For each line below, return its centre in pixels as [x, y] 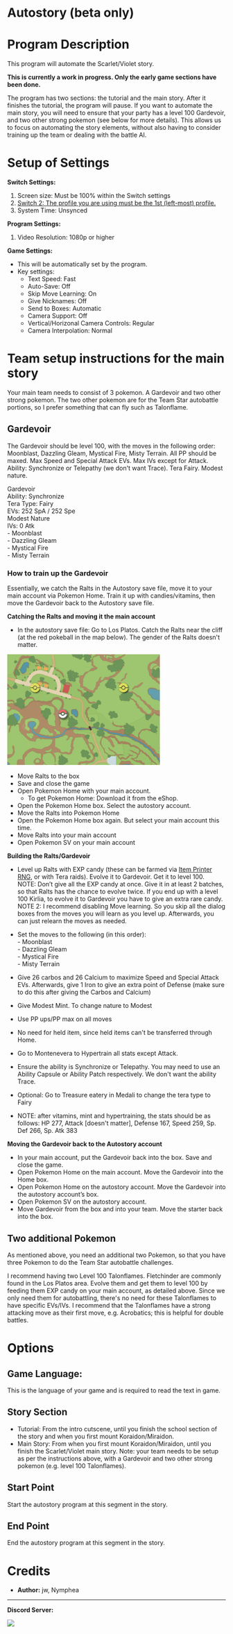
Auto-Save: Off [49, 287]
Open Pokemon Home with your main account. [84, 791]
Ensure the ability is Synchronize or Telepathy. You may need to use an [119, 1067]
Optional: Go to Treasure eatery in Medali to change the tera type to [114, 1095]
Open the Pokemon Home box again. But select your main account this [118, 820]
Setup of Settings [58, 163]
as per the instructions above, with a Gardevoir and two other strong [115, 1458]
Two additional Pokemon [62, 1238]
